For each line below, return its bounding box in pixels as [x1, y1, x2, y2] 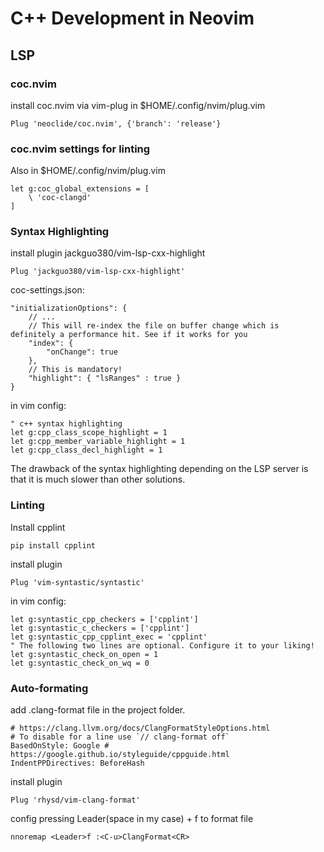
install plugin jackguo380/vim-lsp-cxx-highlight [10, 247, 206, 259]
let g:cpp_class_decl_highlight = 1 [10, 445, 163, 456]
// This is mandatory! [28, 365, 123, 375]
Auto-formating [10, 681, 89, 695]
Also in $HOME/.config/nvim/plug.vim [10, 165, 166, 177]
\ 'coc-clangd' [28, 193, 92, 203]
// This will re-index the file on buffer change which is [28, 321, 280, 331]
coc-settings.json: [10, 284, 85, 296]
